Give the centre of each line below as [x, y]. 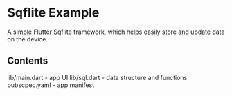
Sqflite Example [53, 13]
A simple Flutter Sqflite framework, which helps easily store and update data [116, 32]
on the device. [28, 39]
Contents [28, 61]
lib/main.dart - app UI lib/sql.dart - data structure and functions [97, 77]
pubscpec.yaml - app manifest [51, 85]
